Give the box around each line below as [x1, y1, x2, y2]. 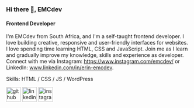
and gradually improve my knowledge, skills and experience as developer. [6, 52, 184, 59]
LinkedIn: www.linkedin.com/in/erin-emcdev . [6, 64, 114, 71]
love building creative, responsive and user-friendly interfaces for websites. [6, 39, 188, 46]
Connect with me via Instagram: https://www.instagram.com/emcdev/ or [6, 58, 180, 65]
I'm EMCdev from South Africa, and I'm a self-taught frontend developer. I [6, 33, 184, 40]
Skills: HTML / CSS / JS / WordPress [6, 76, 93, 83]
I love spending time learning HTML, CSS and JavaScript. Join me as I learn [6, 45, 188, 52]
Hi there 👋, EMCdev [6, 5, 63, 14]
